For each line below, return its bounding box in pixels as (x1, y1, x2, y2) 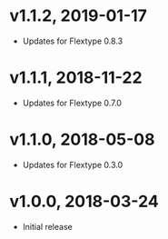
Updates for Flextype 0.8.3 (22, 35, 124, 46)
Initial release (22, 221, 73, 232)
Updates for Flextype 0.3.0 (22, 159, 124, 170)
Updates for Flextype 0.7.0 (22, 97, 123, 108)
